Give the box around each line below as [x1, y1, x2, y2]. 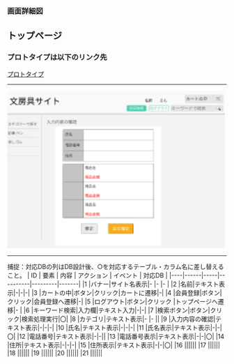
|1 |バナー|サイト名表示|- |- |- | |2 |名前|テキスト [82, 280, 219, 288]
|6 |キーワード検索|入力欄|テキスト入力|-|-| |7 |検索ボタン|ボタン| [23, 305, 210, 314]
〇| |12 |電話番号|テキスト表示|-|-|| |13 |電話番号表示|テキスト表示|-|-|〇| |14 [7, 332, 225, 340]
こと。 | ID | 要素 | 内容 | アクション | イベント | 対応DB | [7, 271, 169, 280]
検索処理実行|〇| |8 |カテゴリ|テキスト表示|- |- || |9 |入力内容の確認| [21, 314, 216, 323]
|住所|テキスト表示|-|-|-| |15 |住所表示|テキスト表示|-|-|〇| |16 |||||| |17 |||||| [7, 340, 221, 349]
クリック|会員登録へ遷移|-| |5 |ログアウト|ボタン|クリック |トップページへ [7, 297, 218, 305]
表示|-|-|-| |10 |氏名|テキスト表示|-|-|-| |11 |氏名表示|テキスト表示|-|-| [25, 323, 223, 332]
